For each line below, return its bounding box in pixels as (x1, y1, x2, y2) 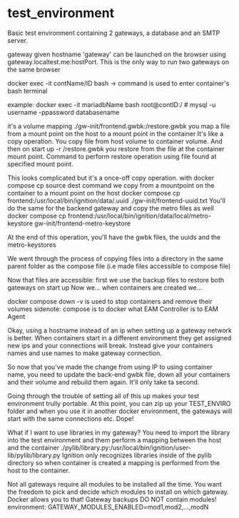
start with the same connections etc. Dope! (7, 414, 134, 422)
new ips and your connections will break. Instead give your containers (7, 341, 213, 350)
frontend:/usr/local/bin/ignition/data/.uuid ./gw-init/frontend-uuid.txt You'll (7, 196, 226, 205)
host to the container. (7, 466, 70, 474)
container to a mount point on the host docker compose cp (7, 188, 180, 197)
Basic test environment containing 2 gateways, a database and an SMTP (7, 29, 220, 37)
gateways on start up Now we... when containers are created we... (7, 283, 203, 292)
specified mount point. (7, 159, 73, 168)
